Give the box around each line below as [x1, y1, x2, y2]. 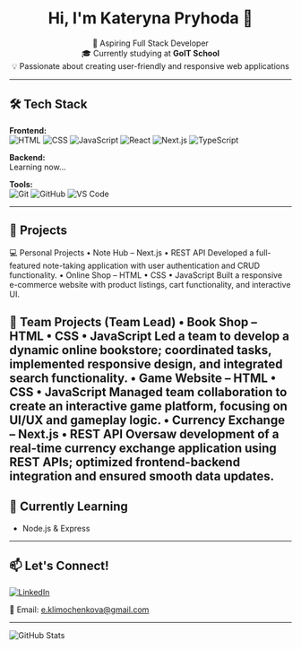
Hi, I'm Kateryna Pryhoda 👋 [47, 8, 254, 29]
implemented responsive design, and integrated [9, 356, 283, 371]
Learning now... [9, 161, 66, 172]
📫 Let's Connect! [9, 558, 109, 574]
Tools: [9, 178, 33, 189]
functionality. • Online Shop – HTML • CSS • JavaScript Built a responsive [9, 269, 283, 281]
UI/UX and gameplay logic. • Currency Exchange [9, 412, 285, 428]
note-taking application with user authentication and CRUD [42, 260, 261, 271]
